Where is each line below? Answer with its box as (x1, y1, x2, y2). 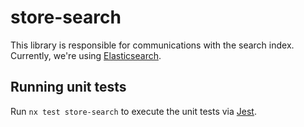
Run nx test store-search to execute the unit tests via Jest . (10, 105, 257, 117)
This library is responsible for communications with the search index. (10, 39, 295, 51)
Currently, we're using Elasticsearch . (10, 49, 162, 61)
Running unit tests (10, 79, 127, 96)
